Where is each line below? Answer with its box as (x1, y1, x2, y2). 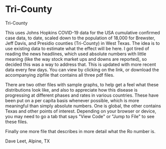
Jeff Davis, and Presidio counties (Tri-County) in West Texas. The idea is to (5, 40, 160, 46)
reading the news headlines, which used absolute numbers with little (5, 51, 146, 57)
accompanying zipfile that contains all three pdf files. (5, 72, 114, 78)
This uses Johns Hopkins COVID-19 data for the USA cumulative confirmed (5, 29, 160, 35)
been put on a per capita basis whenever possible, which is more (5, 97, 139, 103)
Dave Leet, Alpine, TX (5, 138, 50, 144)
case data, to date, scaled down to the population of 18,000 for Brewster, (5, 35, 155, 41)
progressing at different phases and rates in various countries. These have (5, 92, 159, 98)
